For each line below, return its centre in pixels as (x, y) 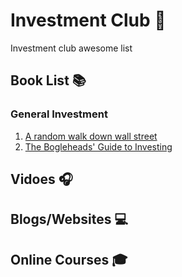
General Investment (59, 114)
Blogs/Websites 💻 (69, 219)
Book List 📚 (48, 80)
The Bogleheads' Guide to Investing (98, 146)
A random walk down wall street (91, 136)
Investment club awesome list (71, 48)
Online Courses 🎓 (69, 259)
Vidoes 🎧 (41, 179)
